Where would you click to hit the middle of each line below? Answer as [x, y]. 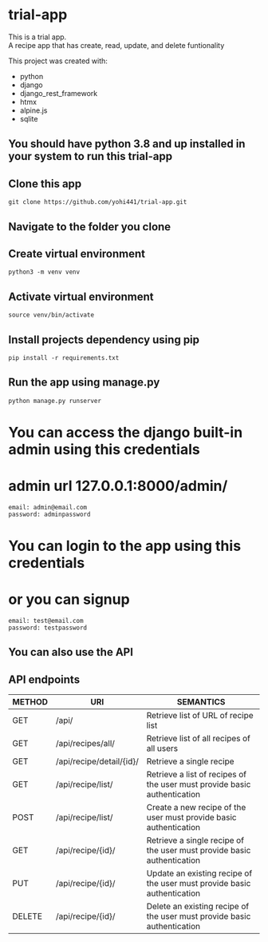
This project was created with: [58, 61]
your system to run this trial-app [91, 156]
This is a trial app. [37, 37]
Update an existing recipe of [199, 873]
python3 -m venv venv [44, 272]
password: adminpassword [49, 514]
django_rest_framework [59, 93]
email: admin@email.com [48, 507]
